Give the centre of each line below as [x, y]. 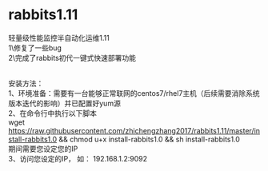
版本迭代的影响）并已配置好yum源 [65, 103]
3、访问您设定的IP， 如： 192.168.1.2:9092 [78, 158]
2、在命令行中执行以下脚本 [53, 113]
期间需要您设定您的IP [43, 149]
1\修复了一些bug [35, 48]
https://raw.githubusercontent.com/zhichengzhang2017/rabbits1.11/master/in [134, 130]
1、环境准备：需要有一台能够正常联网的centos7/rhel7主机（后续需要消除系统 [134, 93]
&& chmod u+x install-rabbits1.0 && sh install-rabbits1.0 [149, 139]
